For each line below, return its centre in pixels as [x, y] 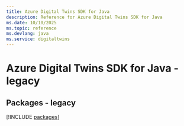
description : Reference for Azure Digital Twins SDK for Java [84, 17]
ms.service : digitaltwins [38, 39]
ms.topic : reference [32, 28]
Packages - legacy [41, 103]
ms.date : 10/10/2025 [32, 22]
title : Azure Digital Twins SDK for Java [58, 12]
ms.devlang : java [28, 34]
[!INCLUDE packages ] [33, 117]
